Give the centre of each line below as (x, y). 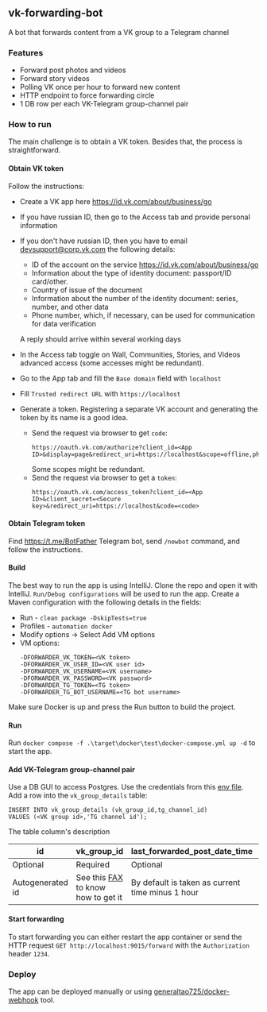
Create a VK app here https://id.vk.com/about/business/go (116, 201)
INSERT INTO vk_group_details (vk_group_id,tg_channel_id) (108, 810)
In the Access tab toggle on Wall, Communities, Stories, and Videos (130, 354)
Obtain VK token (36, 168)
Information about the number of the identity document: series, (135, 298)
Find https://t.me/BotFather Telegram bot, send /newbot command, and (124, 541)
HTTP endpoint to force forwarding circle (87, 95)
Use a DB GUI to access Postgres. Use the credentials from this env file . (126, 787)
